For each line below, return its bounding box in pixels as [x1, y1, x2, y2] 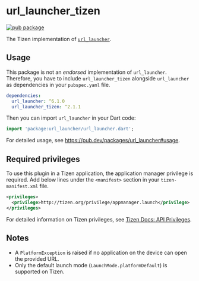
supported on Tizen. [14, 268, 65, 275]
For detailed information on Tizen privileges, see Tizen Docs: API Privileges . [6, 216, 192, 223]
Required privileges [6, 154, 80, 164]
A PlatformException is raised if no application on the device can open [14, 249, 187, 256]
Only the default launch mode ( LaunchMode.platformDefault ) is [14, 261, 168, 268]
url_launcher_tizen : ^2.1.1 [11, 104, 81, 110]
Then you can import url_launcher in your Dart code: [6, 114, 136, 121]
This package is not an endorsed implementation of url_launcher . [6, 68, 168, 76]
